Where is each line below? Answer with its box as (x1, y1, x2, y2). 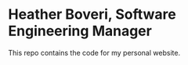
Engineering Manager (8, 22, 153, 40)
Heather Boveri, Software (8, 5, 176, 23)
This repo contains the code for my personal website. (8, 48, 181, 57)
